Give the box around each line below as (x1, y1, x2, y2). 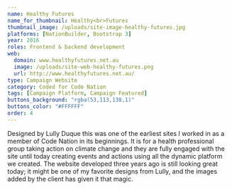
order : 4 (7, 110, 33, 117)
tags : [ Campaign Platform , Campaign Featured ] (7, 90, 148, 97)
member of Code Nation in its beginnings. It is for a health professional (7, 137, 214, 145)
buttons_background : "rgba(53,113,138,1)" (7, 97, 135, 104)
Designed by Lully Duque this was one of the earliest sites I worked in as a (7, 129, 225, 137)
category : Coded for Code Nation (7, 83, 106, 90)
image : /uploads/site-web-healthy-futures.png (13, 63, 154, 70)
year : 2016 (7, 37, 40, 44)
